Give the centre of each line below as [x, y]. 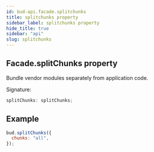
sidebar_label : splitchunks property [53, 23]
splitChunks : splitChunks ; [40, 100]
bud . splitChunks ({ [29, 133]
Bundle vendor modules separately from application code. [77, 77]
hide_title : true [28, 28]
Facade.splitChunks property [62, 63]
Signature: [19, 89]
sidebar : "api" [25, 34]
